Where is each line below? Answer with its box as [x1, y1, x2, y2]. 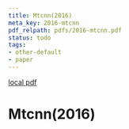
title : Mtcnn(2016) [8, 11, 73, 20]
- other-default [8, 48, 62, 56]
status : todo [8, 33, 51, 42]
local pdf [8, 77, 37, 87]
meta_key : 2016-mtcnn [8, 19, 80, 27]
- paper [8, 56, 34, 64]
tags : [8, 41, 26, 49]
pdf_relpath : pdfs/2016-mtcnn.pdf [8, 26, 123, 34]
